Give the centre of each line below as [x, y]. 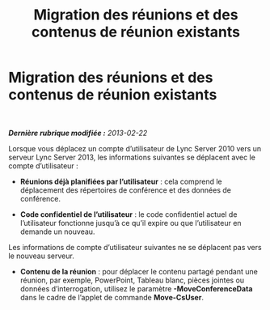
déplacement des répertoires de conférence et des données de [126, 190]
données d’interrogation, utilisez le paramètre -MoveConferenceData [136, 288]
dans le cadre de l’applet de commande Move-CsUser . [112, 297]
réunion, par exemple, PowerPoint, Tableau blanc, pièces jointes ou [132, 280]
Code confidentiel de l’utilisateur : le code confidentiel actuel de [129, 214]
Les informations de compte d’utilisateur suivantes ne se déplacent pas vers [135, 247]
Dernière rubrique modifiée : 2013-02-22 [78, 133]
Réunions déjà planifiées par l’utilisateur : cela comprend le [121, 181]
